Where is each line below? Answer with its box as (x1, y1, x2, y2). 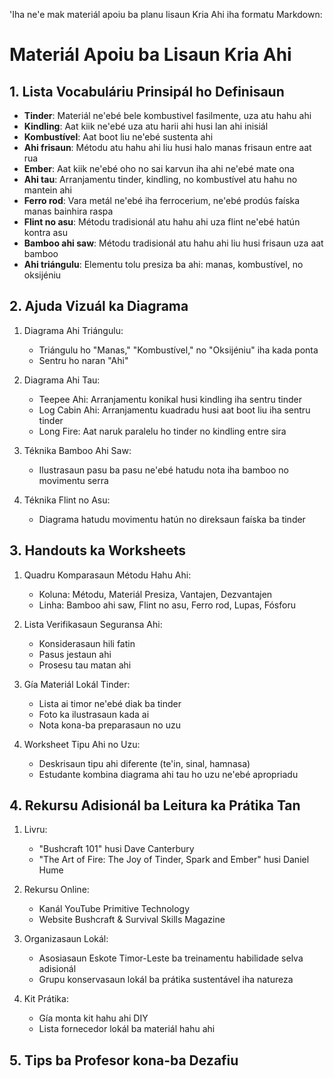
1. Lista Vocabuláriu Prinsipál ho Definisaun (9, 83, 285, 100)
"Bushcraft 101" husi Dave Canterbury (38, 843, 195, 855)
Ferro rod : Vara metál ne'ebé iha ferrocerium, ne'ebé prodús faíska (23, 195, 301, 206)
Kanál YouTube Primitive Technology (38, 903, 191, 915)
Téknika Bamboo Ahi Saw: (23, 444, 132, 456)
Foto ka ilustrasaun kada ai (38, 708, 150, 720)
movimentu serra (38, 474, 109, 486)
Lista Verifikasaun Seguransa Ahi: (23, 618, 163, 630)
